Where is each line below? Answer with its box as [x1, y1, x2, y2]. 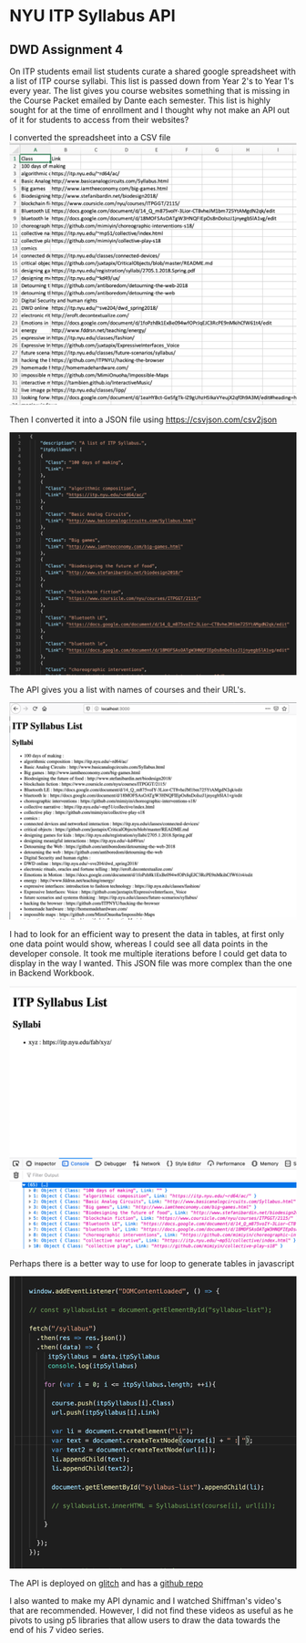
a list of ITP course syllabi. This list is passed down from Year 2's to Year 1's [9, 76, 294, 87]
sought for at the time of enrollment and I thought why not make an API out [9, 105, 290, 115]
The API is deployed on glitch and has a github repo [9, 1577, 203, 1588]
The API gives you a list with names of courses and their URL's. [9, 684, 247, 695]
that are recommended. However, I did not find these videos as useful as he [9, 1605, 294, 1616]
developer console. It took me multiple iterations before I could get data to [9, 947, 288, 958]
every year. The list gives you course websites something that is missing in [9, 86, 291, 96]
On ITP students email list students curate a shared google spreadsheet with [9, 66, 296, 77]
